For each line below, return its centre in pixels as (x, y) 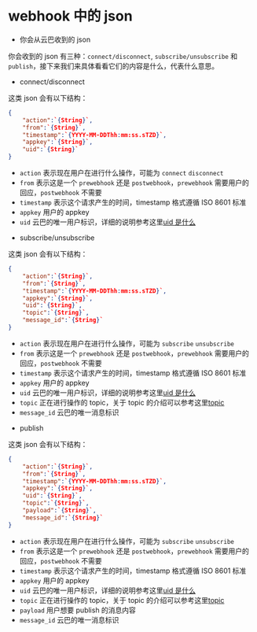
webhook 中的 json (70, 16)
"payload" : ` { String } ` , (59, 511)
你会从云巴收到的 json (55, 39)
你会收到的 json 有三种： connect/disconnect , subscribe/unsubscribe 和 (123, 56)
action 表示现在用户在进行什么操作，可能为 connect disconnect (121, 173)
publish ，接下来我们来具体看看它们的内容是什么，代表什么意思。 (114, 66)
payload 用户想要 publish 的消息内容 (77, 610)
